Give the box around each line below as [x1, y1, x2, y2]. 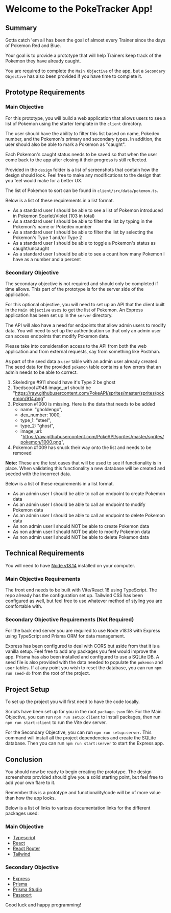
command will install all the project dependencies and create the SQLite [5, 735, 156, 741]
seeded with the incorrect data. [5, 471, 71, 477]
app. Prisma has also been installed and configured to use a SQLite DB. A [5, 654, 159, 660]
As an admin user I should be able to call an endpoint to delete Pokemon [12, 512, 165, 518]
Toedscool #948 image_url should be [12, 385, 91, 391]
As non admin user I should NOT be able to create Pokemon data [12, 523, 150, 529]
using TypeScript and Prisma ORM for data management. [5, 633, 126, 639]
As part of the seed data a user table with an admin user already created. [5, 358, 159, 364]
